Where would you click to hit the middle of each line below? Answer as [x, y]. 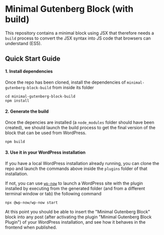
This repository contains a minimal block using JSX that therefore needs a [80, 33]
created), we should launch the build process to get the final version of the [80, 127]
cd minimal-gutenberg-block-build [40, 96]
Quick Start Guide [33, 59]
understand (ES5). [23, 43]
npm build [15, 141]
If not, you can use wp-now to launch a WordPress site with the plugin [74, 183]
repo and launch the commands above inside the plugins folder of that [76, 168]
